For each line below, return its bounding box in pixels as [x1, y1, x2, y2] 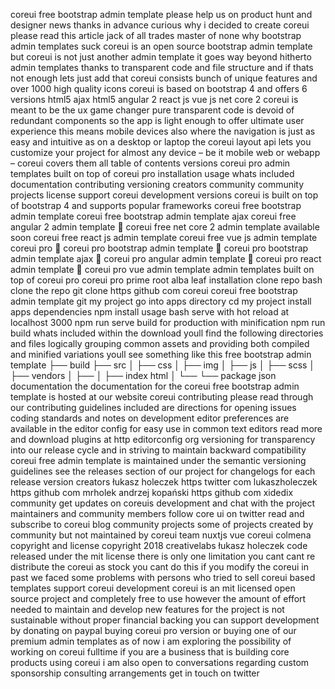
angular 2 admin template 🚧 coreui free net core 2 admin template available [10, 221, 320, 233]
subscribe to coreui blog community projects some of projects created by [10, 519, 314, 530]
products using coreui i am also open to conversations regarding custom [10, 657, 310, 668]
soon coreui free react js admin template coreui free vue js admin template [10, 232, 318, 243]
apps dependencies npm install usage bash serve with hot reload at [10, 306, 290, 318]
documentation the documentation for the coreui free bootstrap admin [10, 380, 300, 392]
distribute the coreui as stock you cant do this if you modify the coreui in [10, 561, 309, 573]
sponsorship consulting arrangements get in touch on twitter [10, 667, 260, 679]
